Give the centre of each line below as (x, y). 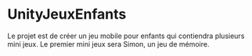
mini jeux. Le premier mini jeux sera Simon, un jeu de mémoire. (108, 44)
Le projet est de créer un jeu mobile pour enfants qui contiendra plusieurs (126, 36)
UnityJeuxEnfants (67, 14)
